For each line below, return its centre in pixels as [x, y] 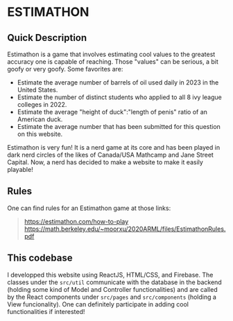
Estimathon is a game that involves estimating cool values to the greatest [111, 54]
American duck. [40, 119]
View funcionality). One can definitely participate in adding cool [98, 304]
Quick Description [47, 38]
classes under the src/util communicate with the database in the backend [114, 282]
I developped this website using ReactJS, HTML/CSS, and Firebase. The [110, 275]
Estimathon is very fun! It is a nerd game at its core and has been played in [114, 147]
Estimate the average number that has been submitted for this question [119, 127]
